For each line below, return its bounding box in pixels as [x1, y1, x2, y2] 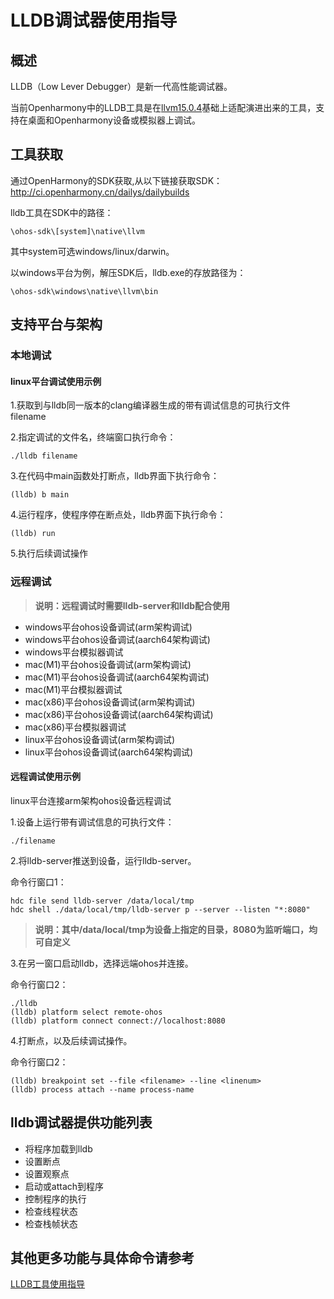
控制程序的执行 [24, 1192, 87, 1205]
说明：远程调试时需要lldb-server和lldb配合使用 [34, 599, 231, 611]
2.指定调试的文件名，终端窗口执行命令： [10, 431, 177, 443]
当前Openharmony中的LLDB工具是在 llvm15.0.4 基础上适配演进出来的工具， [10, 102, 317, 113]
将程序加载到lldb [24, 1142, 93, 1155]
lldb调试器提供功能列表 [10, 1114, 153, 1131]
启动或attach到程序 [24, 1180, 105, 1192]
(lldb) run [10, 529, 56, 539]
